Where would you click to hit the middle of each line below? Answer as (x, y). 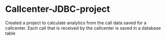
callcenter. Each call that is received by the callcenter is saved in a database (83, 28)
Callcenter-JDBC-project (58, 9)
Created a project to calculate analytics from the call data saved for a (76, 23)
